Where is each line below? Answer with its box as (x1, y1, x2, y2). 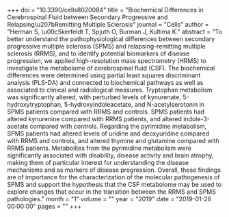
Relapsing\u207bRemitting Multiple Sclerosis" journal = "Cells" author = (7, 21, 210, 28)
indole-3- (183, 115, 211, 123)
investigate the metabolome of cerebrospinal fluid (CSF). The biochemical (7, 64, 215, 72)
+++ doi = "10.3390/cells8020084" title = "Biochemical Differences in (7, 6, 204, 14)
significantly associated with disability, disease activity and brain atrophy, (7, 151, 214, 159)
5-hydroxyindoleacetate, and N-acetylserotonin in (64, 101, 205, 108)
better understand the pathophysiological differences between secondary (7, 35, 215, 43)
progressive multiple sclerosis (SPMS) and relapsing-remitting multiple (7, 42, 206, 50)
